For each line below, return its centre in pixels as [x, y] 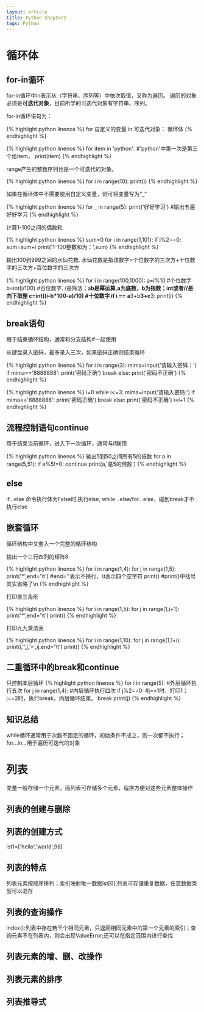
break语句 [26, 323]
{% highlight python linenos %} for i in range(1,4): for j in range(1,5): [91, 569]
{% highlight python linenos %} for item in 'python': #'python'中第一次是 [97, 149]
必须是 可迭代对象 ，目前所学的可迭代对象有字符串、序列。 [78, 103]
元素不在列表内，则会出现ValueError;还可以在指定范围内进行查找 [92, 936]
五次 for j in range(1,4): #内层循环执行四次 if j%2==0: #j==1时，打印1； [100, 691]
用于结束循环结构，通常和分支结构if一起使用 [62, 339]
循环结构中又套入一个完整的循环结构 [52, 543]
